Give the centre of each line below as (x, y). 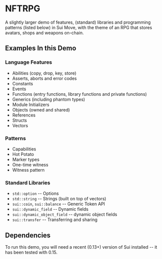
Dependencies (28, 235)
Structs (19, 120)
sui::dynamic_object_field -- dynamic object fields (65, 215)
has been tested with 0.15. (31, 253)
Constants (23, 83)
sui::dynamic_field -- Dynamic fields (50, 209)
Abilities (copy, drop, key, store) (44, 73)
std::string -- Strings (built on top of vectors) (59, 199)
